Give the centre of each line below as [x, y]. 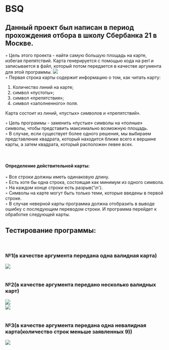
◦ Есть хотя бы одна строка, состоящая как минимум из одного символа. [85, 182]
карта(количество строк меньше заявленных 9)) [69, 331]
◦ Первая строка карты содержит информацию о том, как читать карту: [83, 77]
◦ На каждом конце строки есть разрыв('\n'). [54, 188]
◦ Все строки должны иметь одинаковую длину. [57, 177]
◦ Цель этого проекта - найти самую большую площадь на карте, [76, 55]
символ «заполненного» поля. [45, 103]
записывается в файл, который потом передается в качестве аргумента [83, 66]
